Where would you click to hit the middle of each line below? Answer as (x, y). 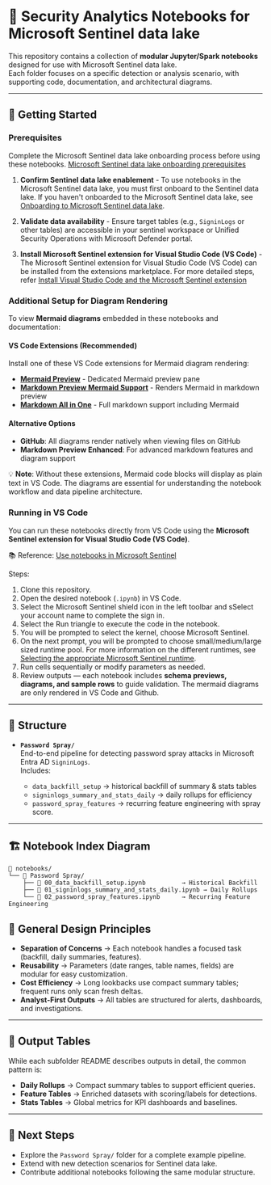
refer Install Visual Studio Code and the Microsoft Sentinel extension (133, 280)
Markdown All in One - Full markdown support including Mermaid (129, 405)
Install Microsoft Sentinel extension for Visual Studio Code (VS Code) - (141, 254)
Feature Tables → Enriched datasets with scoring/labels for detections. (138, 1094)
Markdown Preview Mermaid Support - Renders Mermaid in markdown (140, 388)
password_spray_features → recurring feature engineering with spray (146, 803)
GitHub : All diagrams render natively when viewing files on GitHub (130, 441)
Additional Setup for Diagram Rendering (88, 301)
